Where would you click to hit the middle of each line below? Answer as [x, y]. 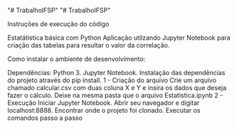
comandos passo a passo [45, 118]
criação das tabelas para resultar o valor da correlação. [89, 45]
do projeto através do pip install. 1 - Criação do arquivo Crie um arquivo [112, 80]
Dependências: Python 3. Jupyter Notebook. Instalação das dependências [116, 73]
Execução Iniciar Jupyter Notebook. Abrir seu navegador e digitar [104, 103]
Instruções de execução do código [58, 24]
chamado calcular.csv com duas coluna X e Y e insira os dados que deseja [117, 88]
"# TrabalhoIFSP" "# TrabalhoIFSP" [59, 10]
